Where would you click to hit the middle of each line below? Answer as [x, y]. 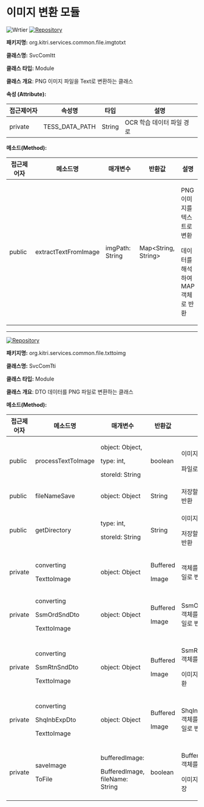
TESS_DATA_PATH [70, 127]
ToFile [44, 779]
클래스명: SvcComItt [31, 55]
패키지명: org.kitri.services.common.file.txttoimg [66, 353]
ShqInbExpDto [56, 719]
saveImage [51, 765]
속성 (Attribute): [26, 94]
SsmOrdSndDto [58, 615]
